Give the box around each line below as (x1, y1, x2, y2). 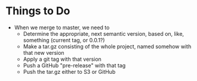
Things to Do (5, 4, 70, 18)
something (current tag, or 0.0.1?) (23, 36, 105, 43)
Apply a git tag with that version (23, 55, 102, 63)
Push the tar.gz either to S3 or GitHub (23, 68, 116, 75)
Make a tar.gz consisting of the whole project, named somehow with (23, 43, 192, 50)
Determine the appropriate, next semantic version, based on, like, (23, 30, 184, 37)
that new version (23, 49, 64, 56)
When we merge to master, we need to (14, 24, 110, 31)
